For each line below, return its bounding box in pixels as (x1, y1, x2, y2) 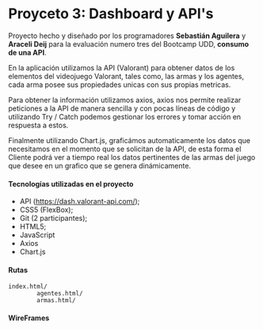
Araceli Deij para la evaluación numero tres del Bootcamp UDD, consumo (8, 39, 250, 48)
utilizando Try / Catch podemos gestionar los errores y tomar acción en (8, 112, 242, 121)
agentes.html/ (36, 289, 83, 297)
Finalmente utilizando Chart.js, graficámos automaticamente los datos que (8, 135, 251, 145)
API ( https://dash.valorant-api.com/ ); (19, 197, 140, 206)
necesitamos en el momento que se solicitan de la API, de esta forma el (8, 144, 242, 153)
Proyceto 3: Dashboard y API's (8, 5, 214, 23)
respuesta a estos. (8, 120, 69, 130)
